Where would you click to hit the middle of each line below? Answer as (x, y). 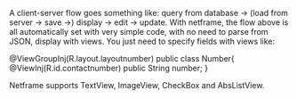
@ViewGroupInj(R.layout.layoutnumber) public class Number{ (122, 58)
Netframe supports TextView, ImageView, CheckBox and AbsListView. (137, 85)
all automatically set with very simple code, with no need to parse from (139, 32)
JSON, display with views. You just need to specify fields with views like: (142, 41)
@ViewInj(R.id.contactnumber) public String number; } (109, 68)
